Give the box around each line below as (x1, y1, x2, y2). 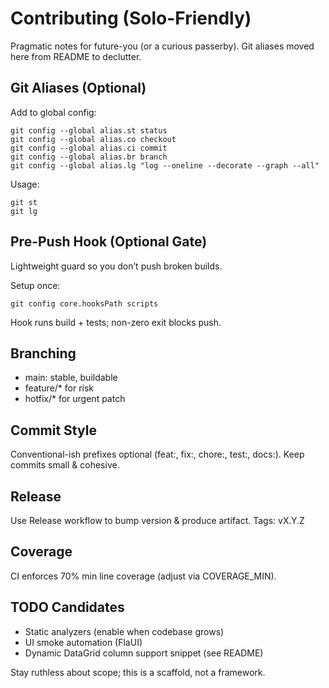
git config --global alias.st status (10, 125, 168, 136)
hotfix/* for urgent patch (24, 393, 126, 405)
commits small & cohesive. (10, 459, 120, 471)
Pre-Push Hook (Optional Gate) (10, 233, 208, 251)
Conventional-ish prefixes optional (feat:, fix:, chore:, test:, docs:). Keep (10, 448, 305, 461)
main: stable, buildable (24, 372, 118, 384)
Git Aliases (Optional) (10, 80, 147, 97)
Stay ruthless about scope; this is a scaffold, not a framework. (10, 666, 266, 678)
